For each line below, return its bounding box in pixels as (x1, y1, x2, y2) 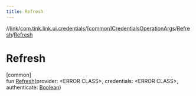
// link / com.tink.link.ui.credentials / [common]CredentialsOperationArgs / (6, 25, 177, 32)
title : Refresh (6, 8, 44, 15)
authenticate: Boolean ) (6, 84, 61, 91)
